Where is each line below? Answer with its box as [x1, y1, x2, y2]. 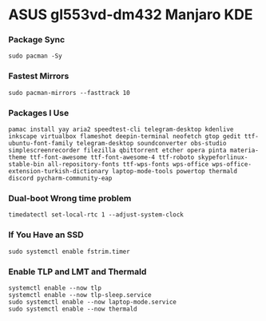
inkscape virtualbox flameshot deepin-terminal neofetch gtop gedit [8, 133, 241, 141]
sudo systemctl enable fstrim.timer [8, 248, 130, 256]
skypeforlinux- [197, 153, 248, 161]
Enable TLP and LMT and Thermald [8, 266, 147, 277]
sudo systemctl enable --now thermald [8, 305, 137, 313]
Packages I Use [8, 107, 69, 118]
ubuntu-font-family [8, 140, 73, 148]
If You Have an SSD [8, 229, 84, 240]
